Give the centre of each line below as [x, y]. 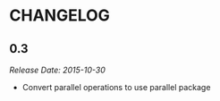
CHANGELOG [59, 16]
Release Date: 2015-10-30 [57, 70]
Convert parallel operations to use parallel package [116, 87]
